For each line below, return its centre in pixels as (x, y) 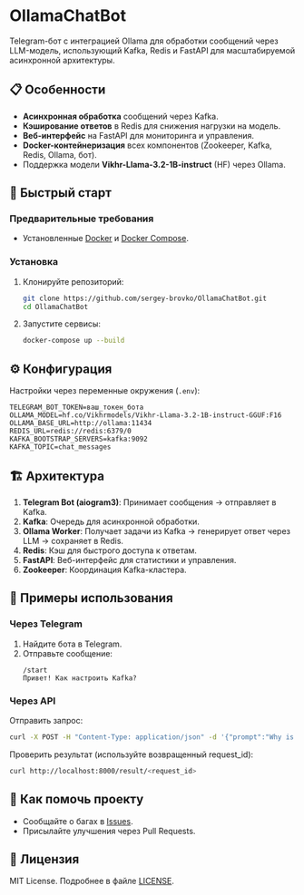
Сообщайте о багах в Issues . (78, 821)
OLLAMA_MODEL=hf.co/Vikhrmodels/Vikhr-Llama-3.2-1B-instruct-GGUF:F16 (146, 415)
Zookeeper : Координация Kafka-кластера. (105, 569)
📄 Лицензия (44, 859)
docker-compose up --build (74, 341)
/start (35, 670)
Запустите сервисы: (62, 324)
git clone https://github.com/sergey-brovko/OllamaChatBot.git (145, 298)
